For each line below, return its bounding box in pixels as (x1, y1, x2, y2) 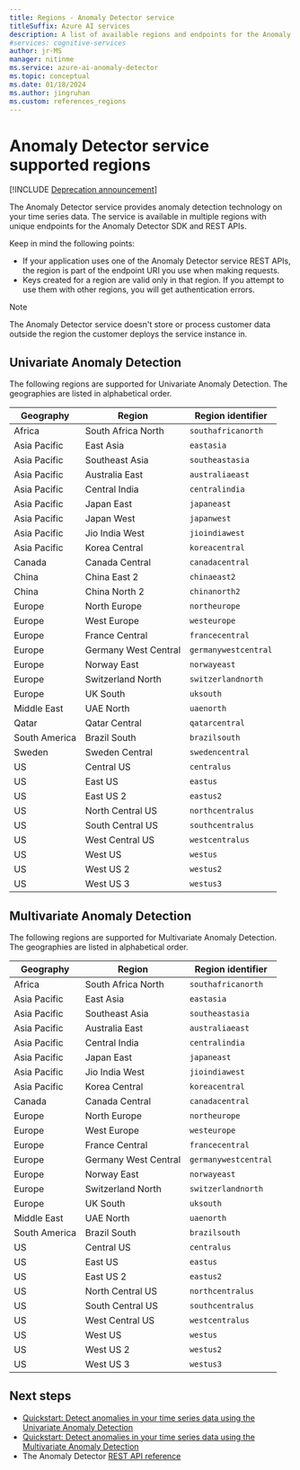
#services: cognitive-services (9, 38, 127, 48)
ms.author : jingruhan (9, 88, 91, 97)
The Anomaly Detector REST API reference (22, 1450, 181, 1461)
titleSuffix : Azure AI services (9, 22, 130, 31)
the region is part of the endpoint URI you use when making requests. (22, 265, 280, 276)
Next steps (9, 1388, 72, 1403)
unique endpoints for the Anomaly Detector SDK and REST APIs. (9, 221, 247, 232)
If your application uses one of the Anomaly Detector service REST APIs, (22, 255, 292, 266)
